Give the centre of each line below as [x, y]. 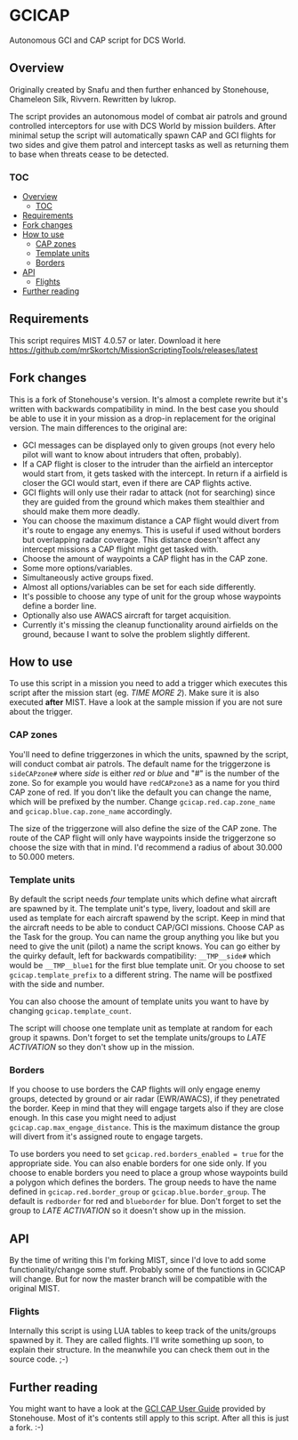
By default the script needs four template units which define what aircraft [143, 899]
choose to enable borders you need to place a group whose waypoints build [149, 1173]
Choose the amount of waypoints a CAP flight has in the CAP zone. [145, 558]
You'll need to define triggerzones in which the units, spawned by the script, [149, 754]
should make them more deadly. [81, 511]
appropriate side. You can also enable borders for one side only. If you [138, 1163]
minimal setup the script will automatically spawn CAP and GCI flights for [143, 135]
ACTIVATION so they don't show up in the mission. [102, 1048]
